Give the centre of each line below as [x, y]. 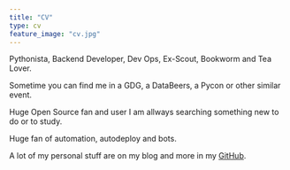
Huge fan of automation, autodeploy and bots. [93, 139]
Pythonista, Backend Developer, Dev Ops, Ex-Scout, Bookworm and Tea [141, 59]
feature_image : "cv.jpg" [55, 34]
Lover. [21, 68]
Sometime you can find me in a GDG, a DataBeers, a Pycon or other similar [145, 86]
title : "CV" [31, 17]
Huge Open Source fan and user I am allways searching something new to [144, 112]
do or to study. [36, 121]
